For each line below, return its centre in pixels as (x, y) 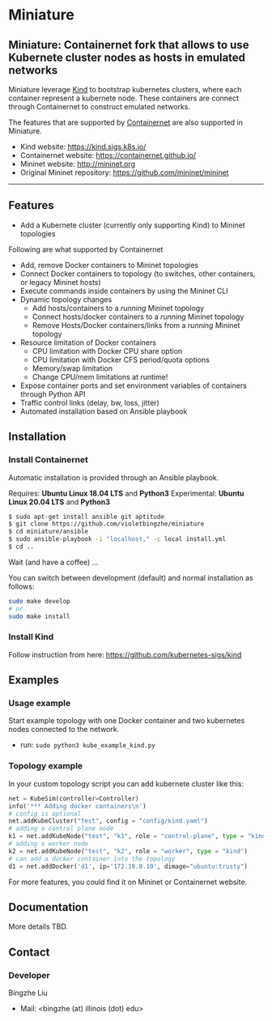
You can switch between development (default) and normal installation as (131, 577)
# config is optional (45, 814)
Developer (29, 975)
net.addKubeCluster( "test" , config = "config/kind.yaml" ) (108, 821)
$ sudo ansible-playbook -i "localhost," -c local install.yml (117, 539)
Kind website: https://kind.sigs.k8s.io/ (83, 147)
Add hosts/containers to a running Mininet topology (118, 308)
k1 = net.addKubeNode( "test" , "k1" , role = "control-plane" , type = (126, 836)
